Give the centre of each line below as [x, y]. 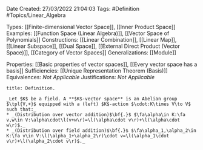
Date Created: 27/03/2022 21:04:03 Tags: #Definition [73, 9]
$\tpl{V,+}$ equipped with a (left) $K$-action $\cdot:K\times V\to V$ [98, 104]
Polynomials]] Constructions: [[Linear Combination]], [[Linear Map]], [92, 40]
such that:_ [21, 109]
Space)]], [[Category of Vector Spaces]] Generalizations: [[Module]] [92, 53]
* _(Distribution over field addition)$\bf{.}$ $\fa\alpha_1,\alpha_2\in [101, 131]
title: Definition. [31, 88]
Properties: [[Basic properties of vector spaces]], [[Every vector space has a [102, 64]
